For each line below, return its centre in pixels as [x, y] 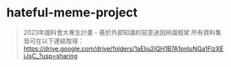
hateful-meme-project [72, 13]
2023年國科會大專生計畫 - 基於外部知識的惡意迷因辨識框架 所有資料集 [122, 32]
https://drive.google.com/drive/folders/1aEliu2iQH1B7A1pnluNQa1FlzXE [123, 49]
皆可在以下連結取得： [53, 41]
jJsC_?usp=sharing [50, 55]
